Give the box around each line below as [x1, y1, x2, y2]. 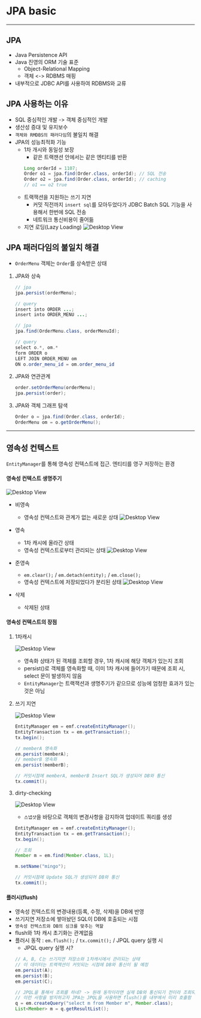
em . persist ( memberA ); [14, 751, 69, 757]
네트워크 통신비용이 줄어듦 [32, 216, 94, 223]
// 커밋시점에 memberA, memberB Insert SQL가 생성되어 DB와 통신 [14, 773, 165, 779]
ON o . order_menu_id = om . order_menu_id [14, 361, 115, 367]
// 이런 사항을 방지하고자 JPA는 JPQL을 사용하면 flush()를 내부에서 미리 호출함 [14, 995, 191, 1001]
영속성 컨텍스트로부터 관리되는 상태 [23, 546, 106, 554]
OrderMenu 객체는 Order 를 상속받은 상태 [14, 259, 107, 267]
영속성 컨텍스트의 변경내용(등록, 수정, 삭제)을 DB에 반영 [14, 908, 145, 915]
